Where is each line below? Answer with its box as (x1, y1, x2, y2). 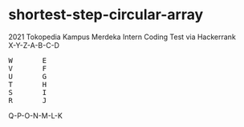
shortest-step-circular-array (8, 6, 204, 24)
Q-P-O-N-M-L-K (8, 110, 63, 121)
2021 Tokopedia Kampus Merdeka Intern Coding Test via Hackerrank (8, 32, 237, 42)
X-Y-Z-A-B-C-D (8, 40, 60, 50)
